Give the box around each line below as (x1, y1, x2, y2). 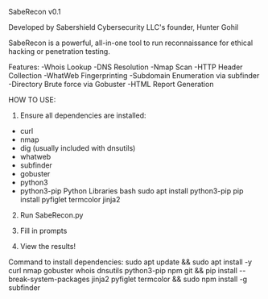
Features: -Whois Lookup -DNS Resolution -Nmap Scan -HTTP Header (8, 62, 243, 72)
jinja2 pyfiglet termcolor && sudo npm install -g (91, 274, 248, 284)
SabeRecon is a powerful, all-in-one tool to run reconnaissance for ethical (8, 38, 254, 48)
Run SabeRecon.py (19, 210, 84, 220)
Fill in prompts (19, 226, 68, 235)
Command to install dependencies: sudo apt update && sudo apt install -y (8, 257, 252, 267)
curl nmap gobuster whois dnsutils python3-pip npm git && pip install (8, 266, 237, 275)
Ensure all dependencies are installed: (19, 110, 146, 120)
